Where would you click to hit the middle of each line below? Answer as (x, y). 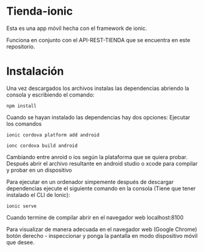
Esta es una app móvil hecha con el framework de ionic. (77, 28)
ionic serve (21, 206)
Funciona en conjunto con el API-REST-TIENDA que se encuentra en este (98, 40)
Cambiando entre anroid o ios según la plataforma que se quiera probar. (97, 157)
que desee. (20, 242)
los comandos (24, 124)
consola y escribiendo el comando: (50, 94)
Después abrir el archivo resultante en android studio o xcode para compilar (102, 163)
